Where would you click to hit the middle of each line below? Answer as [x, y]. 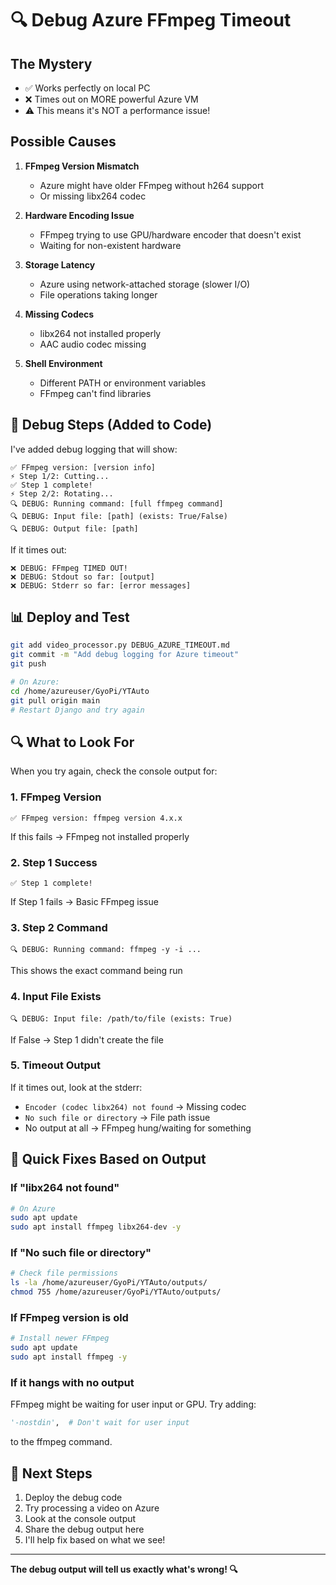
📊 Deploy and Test [70, 617]
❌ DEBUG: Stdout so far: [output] [82, 577]
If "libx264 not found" [65, 1188]
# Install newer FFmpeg [60, 1338]
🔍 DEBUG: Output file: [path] [74, 528]
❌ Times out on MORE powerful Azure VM [111, 99]
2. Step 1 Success [54, 862]
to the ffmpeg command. [61, 1442]
